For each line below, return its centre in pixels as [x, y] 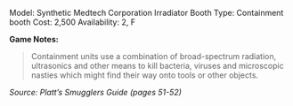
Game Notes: [34, 39]
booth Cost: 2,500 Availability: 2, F [73, 22]
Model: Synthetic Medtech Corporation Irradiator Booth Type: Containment [146, 13]
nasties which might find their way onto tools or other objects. [145, 75]
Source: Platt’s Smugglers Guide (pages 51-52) [96, 92]
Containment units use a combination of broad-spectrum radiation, [154, 56]
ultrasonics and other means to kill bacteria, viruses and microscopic [157, 66]
